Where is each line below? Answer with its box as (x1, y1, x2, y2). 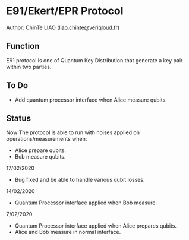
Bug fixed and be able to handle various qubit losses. (14, 176, 145, 184)
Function (6, 41, 40, 51)
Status (6, 113, 31, 123)
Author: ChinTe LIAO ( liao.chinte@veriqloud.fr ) (6, 24, 120, 31)
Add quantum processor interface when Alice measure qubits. (14, 96, 168, 103)
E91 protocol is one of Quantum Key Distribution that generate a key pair (6, 56, 183, 64)
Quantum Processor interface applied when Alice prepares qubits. (14, 222, 177, 229)
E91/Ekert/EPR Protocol (6, 4, 124, 18)
